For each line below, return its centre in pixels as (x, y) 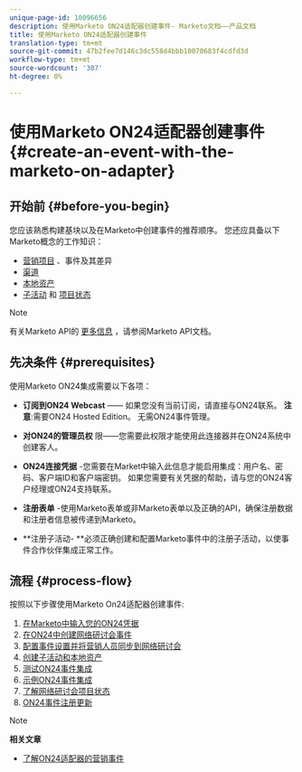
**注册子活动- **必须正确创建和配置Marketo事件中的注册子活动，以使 (152, 538)
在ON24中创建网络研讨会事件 (77, 635)
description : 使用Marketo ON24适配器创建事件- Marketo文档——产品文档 (133, 26)
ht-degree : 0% (36, 77)
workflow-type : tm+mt (50, 60)
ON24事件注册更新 (57, 702)
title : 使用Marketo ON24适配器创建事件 (78, 34)
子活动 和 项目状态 (57, 294)
